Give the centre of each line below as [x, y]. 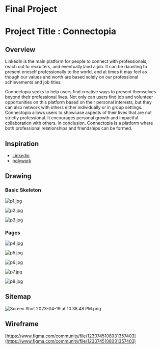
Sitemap [18, 297]
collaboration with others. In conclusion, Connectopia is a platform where [79, 123]
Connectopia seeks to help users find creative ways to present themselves [80, 92]
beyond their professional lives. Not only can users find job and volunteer [79, 97]
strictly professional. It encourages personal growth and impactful [72, 118]
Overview [20, 49]
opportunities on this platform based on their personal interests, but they [79, 102]
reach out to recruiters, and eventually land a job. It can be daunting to [76, 67]
